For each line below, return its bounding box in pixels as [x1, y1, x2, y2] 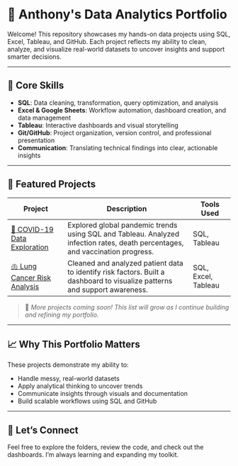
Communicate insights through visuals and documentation [17, 390, 188, 398]
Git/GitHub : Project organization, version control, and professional [17, 128, 212, 137]
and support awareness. [67, 285, 149, 295]
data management [17, 113, 71, 122]
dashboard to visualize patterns [67, 275, 173, 285]
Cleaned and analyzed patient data [67, 258, 184, 268]
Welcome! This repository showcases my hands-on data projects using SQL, [7, 30, 231, 38]
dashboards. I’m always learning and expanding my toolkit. [7, 450, 179, 459]
